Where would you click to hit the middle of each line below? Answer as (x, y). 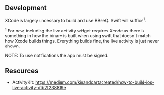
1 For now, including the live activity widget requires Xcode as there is (75, 30)
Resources (22, 71)
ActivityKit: (23, 82)
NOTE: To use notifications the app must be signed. (57, 56)
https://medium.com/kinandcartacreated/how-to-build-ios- (95, 82)
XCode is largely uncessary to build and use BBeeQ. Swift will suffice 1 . (76, 20)
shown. (12, 46)
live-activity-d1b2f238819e (39, 87)
